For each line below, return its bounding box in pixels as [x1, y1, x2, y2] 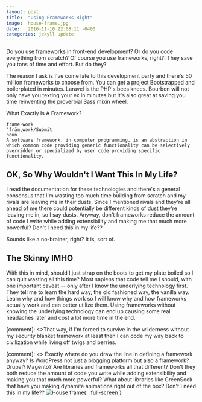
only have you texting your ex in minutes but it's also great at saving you [6, 92, 186, 99]
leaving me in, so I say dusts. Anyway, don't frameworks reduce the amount [6, 211, 195, 218]
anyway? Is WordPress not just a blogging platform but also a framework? [6, 357, 189, 364]
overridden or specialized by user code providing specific [6, 148, 161, 154]
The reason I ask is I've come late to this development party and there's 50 [6, 72, 192, 80]
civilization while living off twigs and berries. [6, 339, 116, 346]
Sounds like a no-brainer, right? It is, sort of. [6, 235, 116, 243]
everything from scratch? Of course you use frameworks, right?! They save [6, 54, 193, 62]
